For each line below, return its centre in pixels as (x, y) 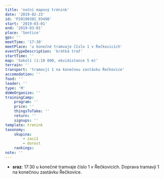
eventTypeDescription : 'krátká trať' (44, 51)
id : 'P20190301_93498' (28, 19)
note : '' (14, 153)
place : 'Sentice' (23, 33)
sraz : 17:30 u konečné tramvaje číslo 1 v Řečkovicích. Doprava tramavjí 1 (86, 167)
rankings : (24, 148)
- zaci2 (31, 139)
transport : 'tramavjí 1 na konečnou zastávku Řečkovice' (65, 70)
